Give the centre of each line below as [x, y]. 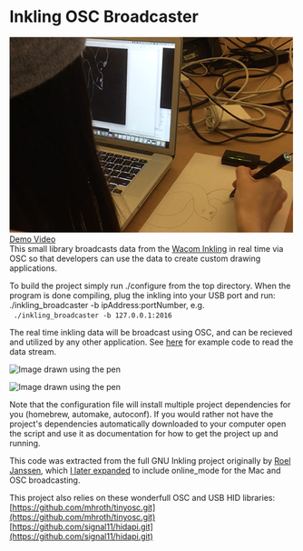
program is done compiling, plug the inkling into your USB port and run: [142, 295]
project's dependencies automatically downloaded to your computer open [148, 424]
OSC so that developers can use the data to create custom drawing [135, 258]
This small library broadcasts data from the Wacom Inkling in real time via [147, 248]
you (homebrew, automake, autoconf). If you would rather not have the [142, 414]
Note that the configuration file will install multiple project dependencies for [150, 404]
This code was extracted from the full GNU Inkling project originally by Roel [150, 460]
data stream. [33, 351]
